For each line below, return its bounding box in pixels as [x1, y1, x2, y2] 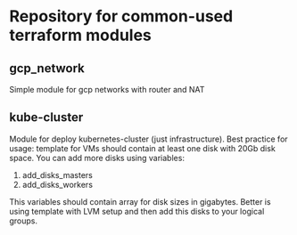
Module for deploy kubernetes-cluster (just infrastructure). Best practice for [9, 134, 288, 144]
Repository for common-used [9, 6, 234, 27]
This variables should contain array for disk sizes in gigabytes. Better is [9, 196, 271, 207]
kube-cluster [9, 109, 84, 126]
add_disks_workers [21, 179, 94, 190]
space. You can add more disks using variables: [9, 152, 186, 163]
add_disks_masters [21, 169, 94, 180]
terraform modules [9, 25, 152, 45]
